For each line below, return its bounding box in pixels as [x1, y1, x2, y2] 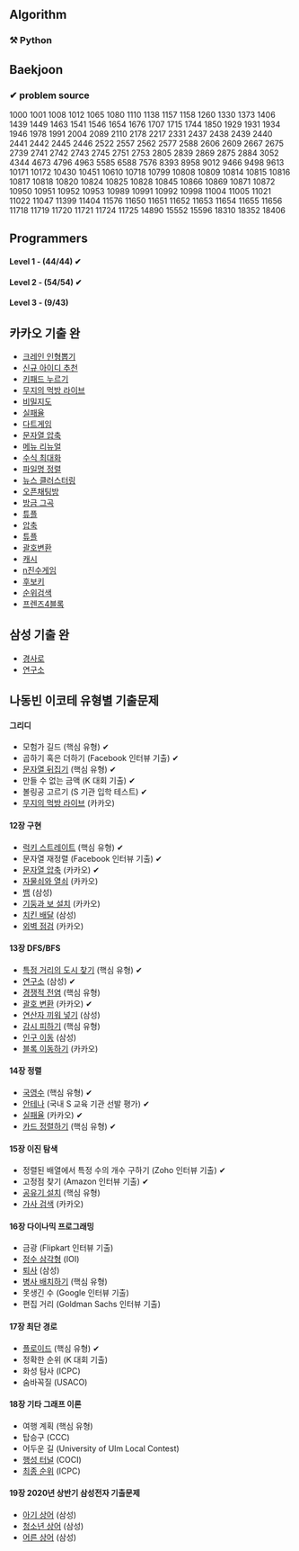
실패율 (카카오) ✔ [22, 1110, 84, 1120]
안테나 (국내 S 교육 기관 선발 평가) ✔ [22, 1098, 150, 1109]
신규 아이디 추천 [22, 362, 78, 372]
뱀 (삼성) [22, 886, 53, 898]
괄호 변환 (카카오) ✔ [22, 998, 92, 1009]
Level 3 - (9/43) [9, 297, 69, 309]
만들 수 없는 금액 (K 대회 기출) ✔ [22, 775, 136, 786]
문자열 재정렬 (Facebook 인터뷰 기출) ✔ [22, 853, 163, 864]
